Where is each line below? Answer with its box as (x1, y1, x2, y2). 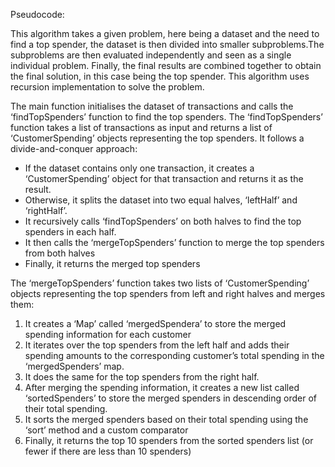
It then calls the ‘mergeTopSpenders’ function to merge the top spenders (24, 237, 325, 248)
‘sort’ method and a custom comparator (24, 424, 189, 436)
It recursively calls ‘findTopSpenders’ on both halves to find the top (24, 215, 302, 227)
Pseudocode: (10, 9, 65, 20)
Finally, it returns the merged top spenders (24, 258, 201, 269)
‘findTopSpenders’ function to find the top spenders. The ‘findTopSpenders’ (10, 111, 323, 123)
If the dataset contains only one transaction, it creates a (24, 162, 255, 174)
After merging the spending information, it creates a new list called (24, 382, 300, 393)
